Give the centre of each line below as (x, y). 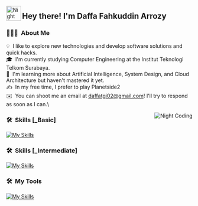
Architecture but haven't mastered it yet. (55, 80)
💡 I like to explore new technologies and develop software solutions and (94, 46)
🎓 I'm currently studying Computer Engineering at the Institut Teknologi (95, 59)
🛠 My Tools (24, 181)
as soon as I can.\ (27, 104)
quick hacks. (22, 53)
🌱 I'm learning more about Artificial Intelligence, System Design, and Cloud (98, 74)
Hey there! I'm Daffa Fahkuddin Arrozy (94, 16)
